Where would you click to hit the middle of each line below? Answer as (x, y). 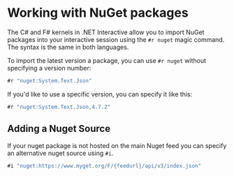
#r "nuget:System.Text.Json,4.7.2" (59, 107)
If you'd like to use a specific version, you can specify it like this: (100, 94)
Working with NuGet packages (98, 13)
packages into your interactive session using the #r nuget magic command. (116, 39)
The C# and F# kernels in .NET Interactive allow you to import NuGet (106, 32)
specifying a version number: (49, 68)
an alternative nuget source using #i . (60, 153)
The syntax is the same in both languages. (68, 47)
